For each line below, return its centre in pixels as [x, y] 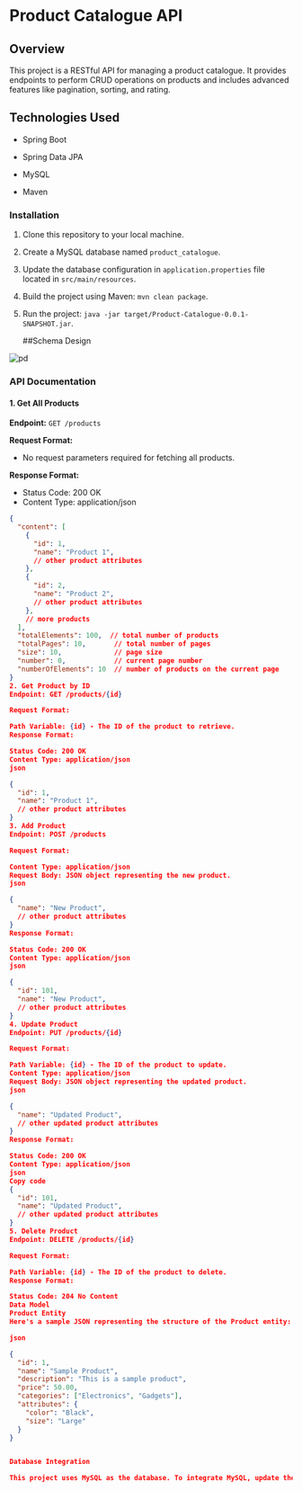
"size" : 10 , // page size [90, 653]
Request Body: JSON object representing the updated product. [128, 1082]
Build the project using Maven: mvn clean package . [115, 297]
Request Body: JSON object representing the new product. [120, 875]
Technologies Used [64, 118]
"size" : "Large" [56, 1421]
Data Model [30, 1305]
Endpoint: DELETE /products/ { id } [72, 1239]
